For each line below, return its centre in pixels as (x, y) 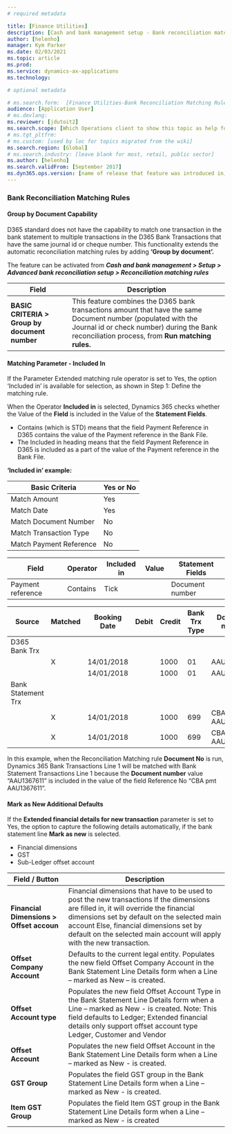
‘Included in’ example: (40, 470)
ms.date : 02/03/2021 (37, 52)
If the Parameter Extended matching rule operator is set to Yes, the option (112, 379)
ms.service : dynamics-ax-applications (63, 71)
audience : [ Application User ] (51, 109)
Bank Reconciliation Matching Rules (69, 197)
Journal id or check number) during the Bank (145, 327)
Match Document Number (53, 522)
